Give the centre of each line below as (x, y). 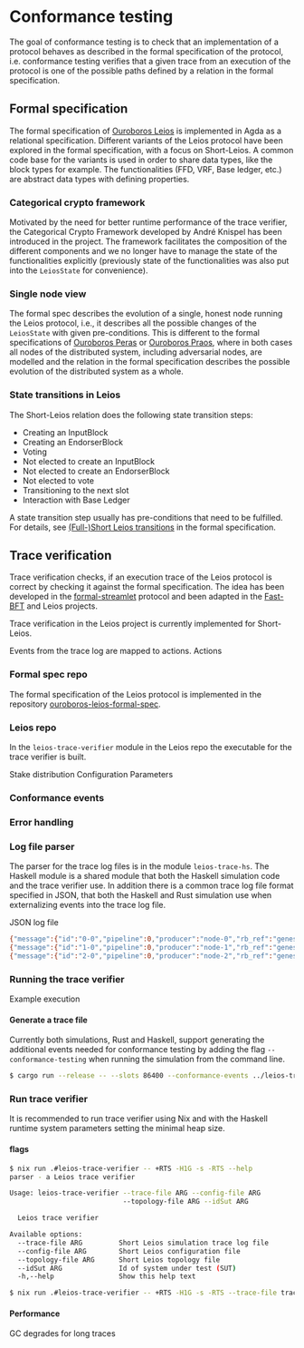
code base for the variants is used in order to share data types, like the (141, 160)
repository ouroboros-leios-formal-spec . (85, 704)
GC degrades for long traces (62, 1333)
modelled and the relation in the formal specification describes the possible (150, 362)
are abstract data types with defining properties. (100, 179)
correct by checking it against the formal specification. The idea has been (147, 587)
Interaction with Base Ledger (76, 500)
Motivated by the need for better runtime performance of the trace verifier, (148, 222)
